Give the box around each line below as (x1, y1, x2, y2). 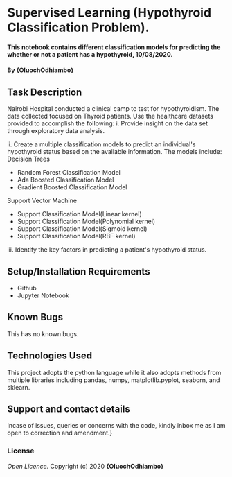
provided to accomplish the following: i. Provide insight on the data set (7, 119, 208, 128)
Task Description (7, 86, 82, 98)
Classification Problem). (7, 19, 150, 35)
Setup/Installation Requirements (7, 266, 150, 277)
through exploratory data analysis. (7, 127, 105, 135)
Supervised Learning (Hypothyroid (7, 5, 212, 21)
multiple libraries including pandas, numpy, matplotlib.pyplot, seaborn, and (7, 376, 220, 384)
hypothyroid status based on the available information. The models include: (7, 148, 222, 156)
